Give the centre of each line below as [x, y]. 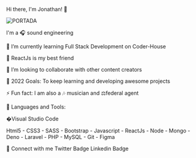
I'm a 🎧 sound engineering [40, 32]
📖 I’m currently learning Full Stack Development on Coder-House [86, 47]
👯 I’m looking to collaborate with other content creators [74, 69]
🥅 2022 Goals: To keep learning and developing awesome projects [88, 81]
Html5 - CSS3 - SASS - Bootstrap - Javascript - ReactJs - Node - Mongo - [98, 131]
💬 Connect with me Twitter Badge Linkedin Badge [67, 148]
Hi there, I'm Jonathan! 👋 [37, 9]
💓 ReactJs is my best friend [40, 58]
